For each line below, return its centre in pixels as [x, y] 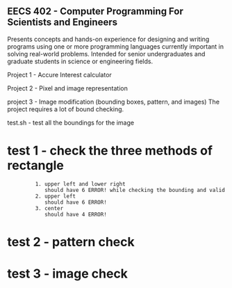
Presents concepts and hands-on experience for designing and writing [108, 39]
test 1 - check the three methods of [110, 151]
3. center [49, 208]
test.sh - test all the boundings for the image [71, 122]
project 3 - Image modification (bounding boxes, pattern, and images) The [114, 102]
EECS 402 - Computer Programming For [96, 11]
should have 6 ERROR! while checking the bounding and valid [135, 190]
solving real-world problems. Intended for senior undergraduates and [106, 54]
